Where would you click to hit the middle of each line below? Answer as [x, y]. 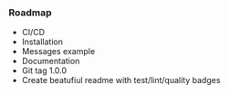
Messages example [58, 52]
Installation [42, 42]
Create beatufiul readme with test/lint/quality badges [121, 80]
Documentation [51, 61]
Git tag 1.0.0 [44, 70]
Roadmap [30, 13]
